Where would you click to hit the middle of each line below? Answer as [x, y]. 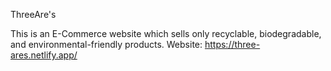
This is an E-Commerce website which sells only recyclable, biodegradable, [166, 33]
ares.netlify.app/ [44, 55]
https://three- [232, 44]
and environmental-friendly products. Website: [106, 44]
